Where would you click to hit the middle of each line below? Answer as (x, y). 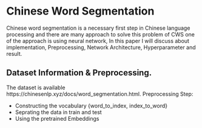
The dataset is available (36, 87)
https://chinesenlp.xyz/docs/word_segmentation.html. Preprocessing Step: (100, 94)
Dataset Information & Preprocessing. (79, 73)
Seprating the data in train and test (58, 112)
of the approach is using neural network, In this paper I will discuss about (98, 41)
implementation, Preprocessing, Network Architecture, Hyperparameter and (101, 47)
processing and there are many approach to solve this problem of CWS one (101, 34)
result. (14, 53)
